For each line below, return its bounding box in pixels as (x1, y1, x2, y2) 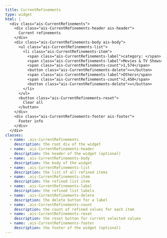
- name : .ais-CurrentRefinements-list (9, 165, 90, 170)
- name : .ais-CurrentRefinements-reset (9, 212, 92, 217)
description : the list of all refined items (14, 170, 108, 175)
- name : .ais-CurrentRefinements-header (9, 147, 94, 152)
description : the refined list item (14, 179, 90, 184)
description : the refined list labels (14, 188, 94, 193)
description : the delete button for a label (14, 198, 108, 203)
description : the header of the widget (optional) (14, 151, 121, 156)
